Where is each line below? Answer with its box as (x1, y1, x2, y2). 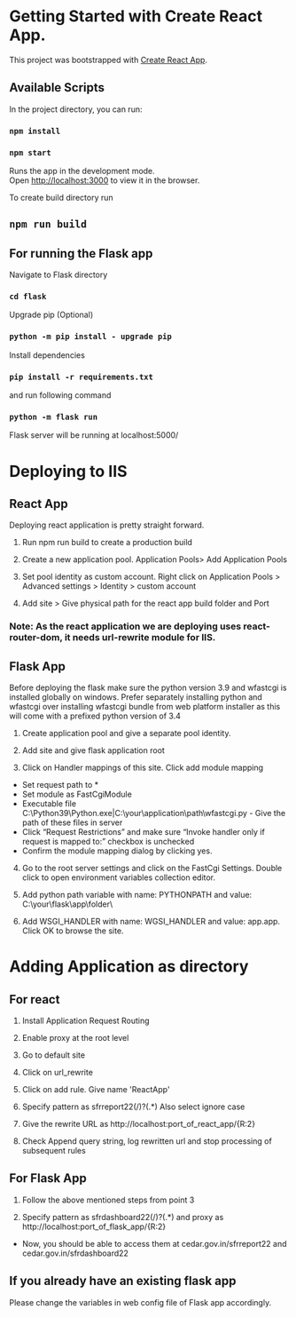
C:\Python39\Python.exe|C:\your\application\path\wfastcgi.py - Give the (21, 808, 286, 819)
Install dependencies (9, 349, 86, 361)
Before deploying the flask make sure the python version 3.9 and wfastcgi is (9, 682, 287, 694)
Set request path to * (21, 780, 99, 790)
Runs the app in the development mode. (9, 165, 155, 176)
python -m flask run (9, 411, 98, 422)
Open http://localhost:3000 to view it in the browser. (9, 175, 200, 186)
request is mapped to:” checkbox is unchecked (21, 837, 195, 847)
